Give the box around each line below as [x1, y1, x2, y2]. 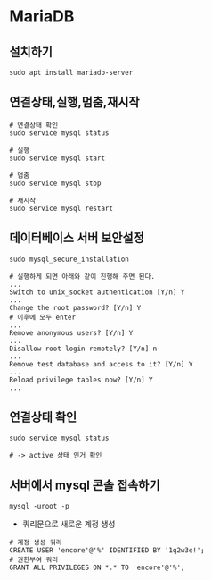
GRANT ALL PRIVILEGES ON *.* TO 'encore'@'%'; [9, 563, 185, 573]
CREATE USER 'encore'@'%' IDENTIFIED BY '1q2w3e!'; [9, 546, 205, 555]
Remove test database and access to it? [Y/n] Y [9, 359, 193, 368]
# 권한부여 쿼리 [9, 556, 59, 565]
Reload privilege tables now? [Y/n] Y [9, 375, 153, 384]
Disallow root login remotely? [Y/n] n [9, 344, 158, 353]
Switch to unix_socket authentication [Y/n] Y [9, 288, 185, 297]
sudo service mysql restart [9, 204, 114, 213]
